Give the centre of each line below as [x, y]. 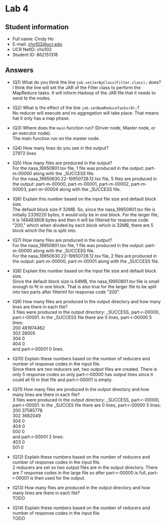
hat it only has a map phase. [41, 118]
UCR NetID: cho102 [32, 49]
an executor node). [31, 133]
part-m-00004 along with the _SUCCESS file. [75, 189]
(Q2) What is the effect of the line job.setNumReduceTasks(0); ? [76, 108]
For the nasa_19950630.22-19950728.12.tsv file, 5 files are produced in [84, 179]
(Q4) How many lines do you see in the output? [60, 148]
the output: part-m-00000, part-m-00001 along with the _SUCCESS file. [86, 261]
